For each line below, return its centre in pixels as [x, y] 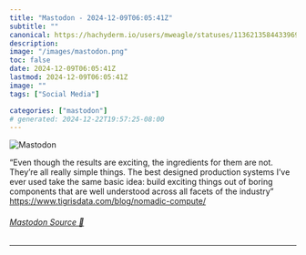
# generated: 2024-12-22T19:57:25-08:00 [87, 119]
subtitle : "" [34, 26]
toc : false [30, 60]
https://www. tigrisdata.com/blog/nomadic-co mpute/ [108, 201]
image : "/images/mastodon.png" [69, 52]
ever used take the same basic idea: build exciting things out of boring [141, 182]
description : [34, 43]
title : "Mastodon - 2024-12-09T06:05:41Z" [91, 18]
